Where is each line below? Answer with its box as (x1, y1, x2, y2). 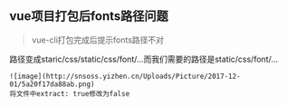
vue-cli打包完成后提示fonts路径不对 (31, 34, 165, 45)
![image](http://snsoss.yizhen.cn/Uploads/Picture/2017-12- (9, 72, 242, 81)
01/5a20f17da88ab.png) (9, 80, 95, 89)
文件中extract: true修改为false (15, 89, 130, 98)
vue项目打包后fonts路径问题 (9, 8, 169, 24)
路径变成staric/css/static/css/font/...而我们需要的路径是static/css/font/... (9, 53, 279, 64)
